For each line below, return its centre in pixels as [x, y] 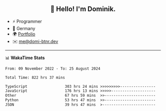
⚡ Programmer [27, 21]
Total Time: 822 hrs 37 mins [35, 77]
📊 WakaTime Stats [25, 58]
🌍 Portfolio [24, 34]
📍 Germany [24, 28]
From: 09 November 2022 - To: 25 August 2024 [53, 69]
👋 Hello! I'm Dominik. [83, 9]
